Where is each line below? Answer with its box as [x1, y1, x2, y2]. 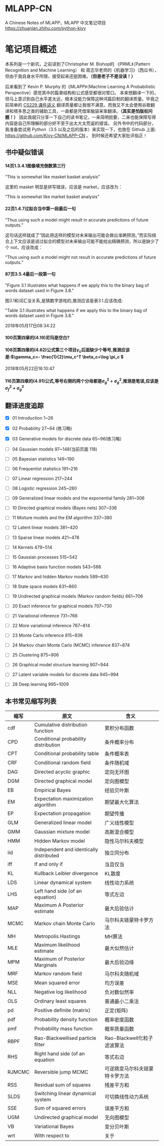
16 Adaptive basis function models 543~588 [12, 563, 102, 570]
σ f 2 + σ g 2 [5, 384, 24, 392]
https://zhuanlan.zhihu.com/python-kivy [5, 25, 86, 31]
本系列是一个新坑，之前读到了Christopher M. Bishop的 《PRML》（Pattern [5, 61, 150, 67]
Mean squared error [34, 979, 81, 986]
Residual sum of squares [34, 1081, 91, 1088]
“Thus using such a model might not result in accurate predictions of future [5, 254, 156, 260]
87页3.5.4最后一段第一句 [5, 271, 56, 277]
